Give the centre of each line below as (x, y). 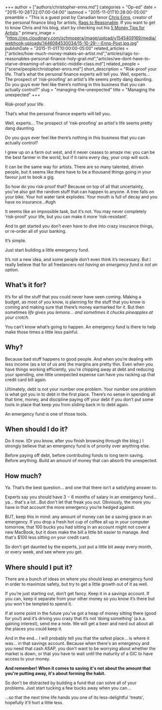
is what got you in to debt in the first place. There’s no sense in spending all (80, 394)
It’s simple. (16, 241)
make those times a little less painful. (42, 332)
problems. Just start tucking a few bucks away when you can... (68, 688)
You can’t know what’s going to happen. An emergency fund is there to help (81, 327)
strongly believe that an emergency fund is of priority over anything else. (78, 446)
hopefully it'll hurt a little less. (34, 703)
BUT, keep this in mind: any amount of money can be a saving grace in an (78, 517)
